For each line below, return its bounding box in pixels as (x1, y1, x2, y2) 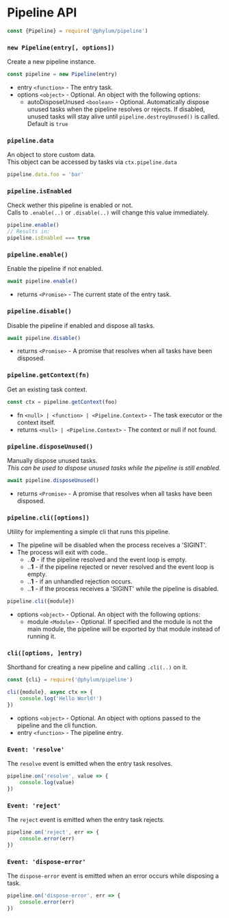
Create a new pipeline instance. (7, 58, 96, 66)
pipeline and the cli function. (16, 721, 98, 729)
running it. (27, 632, 56, 640)
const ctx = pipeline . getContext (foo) (7, 398, 118, 405)
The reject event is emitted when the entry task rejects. (7, 815, 165, 823)
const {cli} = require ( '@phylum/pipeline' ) (7, 677, 133, 684)
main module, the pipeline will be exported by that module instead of (27, 625, 221, 633)
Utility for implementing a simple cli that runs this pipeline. (7, 528, 170, 536)
